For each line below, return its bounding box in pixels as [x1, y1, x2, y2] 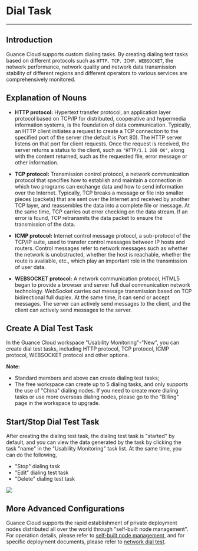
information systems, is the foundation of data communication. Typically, [14, 121, 192, 128]
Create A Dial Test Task [6, 323, 93, 333]
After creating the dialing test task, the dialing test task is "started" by [6, 433, 175, 440]
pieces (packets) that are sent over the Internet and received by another [14, 195, 190, 202]
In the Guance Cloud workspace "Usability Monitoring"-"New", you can [6, 339, 180, 346]
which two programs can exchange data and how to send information [14, 183, 184, 190]
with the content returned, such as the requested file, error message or [14, 153, 187, 160]
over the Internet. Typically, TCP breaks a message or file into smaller [14, 189, 184, 196]
